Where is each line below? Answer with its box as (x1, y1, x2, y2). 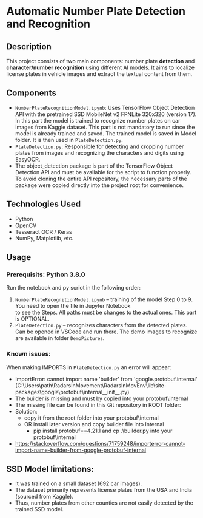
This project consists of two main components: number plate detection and (6, 58, 195, 64)
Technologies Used (6, 199, 81, 210)
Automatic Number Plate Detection (6, 4, 186, 18)
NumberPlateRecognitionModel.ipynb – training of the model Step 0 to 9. (15, 296, 193, 303)
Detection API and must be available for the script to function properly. (15, 168, 191, 176)
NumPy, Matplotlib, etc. (15, 234, 74, 242)
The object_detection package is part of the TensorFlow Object (15, 162, 173, 169)
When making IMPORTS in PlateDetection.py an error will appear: (6, 363, 171, 371)
